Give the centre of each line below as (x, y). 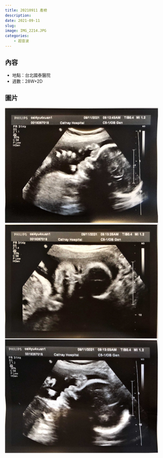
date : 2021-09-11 (23, 20)
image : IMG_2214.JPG (26, 31)
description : (18, 15)
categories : (17, 36)
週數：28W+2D (27, 81)
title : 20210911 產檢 (26, 10)
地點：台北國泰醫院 (31, 75)
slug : (10, 26)
